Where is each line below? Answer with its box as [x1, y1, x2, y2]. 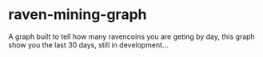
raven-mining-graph [8, 6, 147, 24]
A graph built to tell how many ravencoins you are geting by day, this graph [8, 32, 256, 41]
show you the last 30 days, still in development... [8, 40, 169, 49]
